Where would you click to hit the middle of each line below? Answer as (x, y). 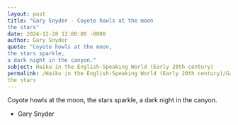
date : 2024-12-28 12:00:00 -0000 (57, 34)
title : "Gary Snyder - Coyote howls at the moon (80, 21)
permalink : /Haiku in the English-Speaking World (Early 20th (101, 73)
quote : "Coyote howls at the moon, (60, 47)
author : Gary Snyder (38, 40)
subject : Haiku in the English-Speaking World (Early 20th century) (110, 67)
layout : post (27, 14)
